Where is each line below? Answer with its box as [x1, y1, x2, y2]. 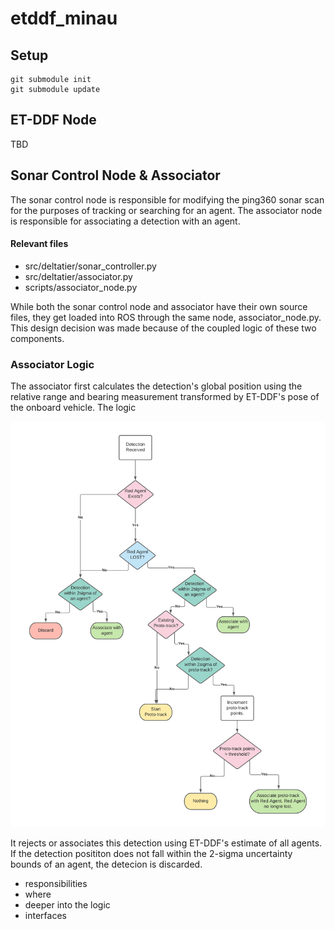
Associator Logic [10, 357, 95, 371]
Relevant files [10, 238, 69, 250]
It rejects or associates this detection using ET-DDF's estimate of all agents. [10, 837, 323, 849]
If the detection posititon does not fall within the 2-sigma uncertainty [10, 848, 293, 860]
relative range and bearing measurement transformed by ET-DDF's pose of [10, 391, 320, 403]
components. [10, 332, 65, 344]
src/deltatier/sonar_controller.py [24, 260, 157, 272]
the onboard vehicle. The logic [10, 402, 137, 414]
